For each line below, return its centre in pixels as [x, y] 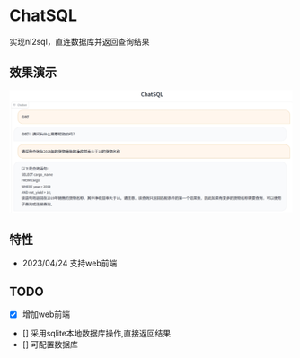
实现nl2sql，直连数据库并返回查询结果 [79, 41]
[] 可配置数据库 [50, 345]
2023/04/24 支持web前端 [70, 263]
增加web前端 [46, 314]
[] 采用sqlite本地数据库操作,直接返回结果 [97, 334]
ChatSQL [44, 16]
